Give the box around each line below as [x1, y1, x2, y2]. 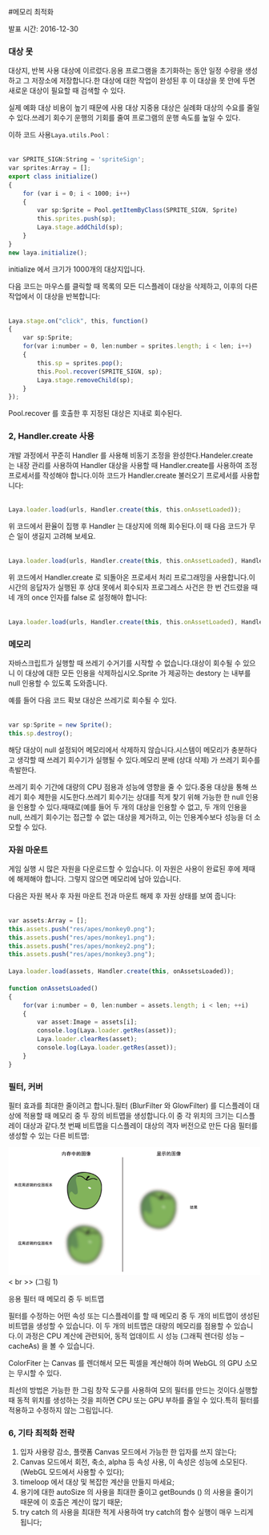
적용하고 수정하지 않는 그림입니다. [8, 1405, 114, 1415]
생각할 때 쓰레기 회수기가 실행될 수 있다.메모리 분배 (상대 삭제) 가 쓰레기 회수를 [16, 755, 261, 764]
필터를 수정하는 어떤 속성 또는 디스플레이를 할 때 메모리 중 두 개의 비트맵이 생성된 [8, 1311, 260, 1321]
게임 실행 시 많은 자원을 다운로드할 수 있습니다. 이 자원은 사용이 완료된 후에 [8, 864, 241, 873]
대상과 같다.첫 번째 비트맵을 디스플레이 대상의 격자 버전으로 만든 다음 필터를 [22, 1121, 259, 1130]
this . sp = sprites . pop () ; [37, 359, 124, 367]
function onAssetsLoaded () [8, 984, 98, 992]
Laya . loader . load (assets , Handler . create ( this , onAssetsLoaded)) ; [8, 967, 235, 975]
